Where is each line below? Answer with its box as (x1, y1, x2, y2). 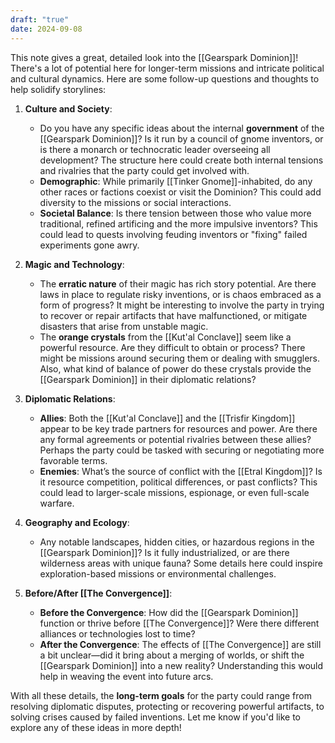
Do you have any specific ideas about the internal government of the (39, 122, 325, 134)
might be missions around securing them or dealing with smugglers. (39, 352, 321, 364)
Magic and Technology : (24, 258, 125, 270)
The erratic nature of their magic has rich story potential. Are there (39, 277, 317, 290)
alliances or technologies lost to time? (39, 627, 196, 640)
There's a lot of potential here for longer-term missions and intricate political (10, 62, 325, 74)
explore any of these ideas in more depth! (10, 721, 182, 733)
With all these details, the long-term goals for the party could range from (10, 689, 312, 701)
